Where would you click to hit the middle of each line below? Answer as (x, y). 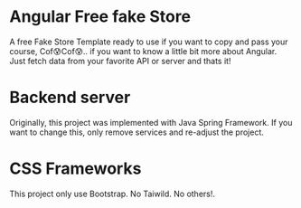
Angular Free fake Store (100, 17)
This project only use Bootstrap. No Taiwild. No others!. (112, 194)
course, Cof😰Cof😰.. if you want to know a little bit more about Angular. (143, 51)
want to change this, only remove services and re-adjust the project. (137, 132)
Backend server (70, 98)
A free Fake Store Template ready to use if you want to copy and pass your (149, 42)
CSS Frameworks (75, 169)
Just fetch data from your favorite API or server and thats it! (120, 61)
